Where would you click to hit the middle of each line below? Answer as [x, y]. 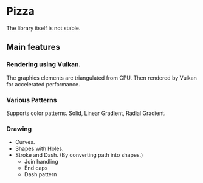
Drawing [19, 129]
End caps [36, 168]
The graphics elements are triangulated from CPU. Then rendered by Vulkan [102, 78]
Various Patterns [32, 100]
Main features [33, 47]
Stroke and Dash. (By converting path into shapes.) [79, 155]
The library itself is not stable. [43, 28]
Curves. [25, 142]
